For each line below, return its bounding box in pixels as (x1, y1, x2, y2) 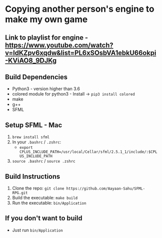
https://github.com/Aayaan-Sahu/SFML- (66, 186, 145, 191)
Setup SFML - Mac (5, 121, 62, 129)
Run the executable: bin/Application (12, 200, 86, 206)
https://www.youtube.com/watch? (5, 41, 114, 49)
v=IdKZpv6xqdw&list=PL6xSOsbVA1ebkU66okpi (5, 48, 157, 57)
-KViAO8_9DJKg (5, 56, 57, 65)
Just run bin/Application (12, 227, 63, 233)
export (19, 145, 33, 150)
